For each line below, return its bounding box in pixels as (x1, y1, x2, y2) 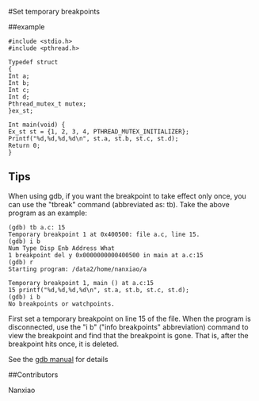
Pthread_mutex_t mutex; (8, 100, 87, 108)
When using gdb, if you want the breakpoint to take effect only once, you (8, 191, 247, 201)
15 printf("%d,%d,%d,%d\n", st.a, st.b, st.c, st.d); (8, 286, 190, 294)
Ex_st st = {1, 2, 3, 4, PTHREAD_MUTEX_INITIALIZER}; (8, 128, 190, 136)
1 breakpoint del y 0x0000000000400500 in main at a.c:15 (8, 251, 204, 259)
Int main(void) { (8, 121, 66, 129)
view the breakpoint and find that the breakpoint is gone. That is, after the (8, 330, 249, 340)
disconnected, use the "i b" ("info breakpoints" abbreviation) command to (8, 322, 249, 332)
